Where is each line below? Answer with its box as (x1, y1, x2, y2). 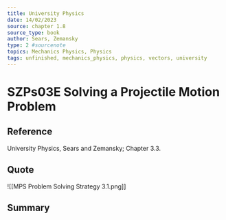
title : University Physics (7, 10, 84, 17)
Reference (7, 126, 53, 138)
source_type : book (7, 29, 60, 36)
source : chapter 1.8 (7, 23, 67, 29)
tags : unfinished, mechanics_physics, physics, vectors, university (7, 55, 207, 62)
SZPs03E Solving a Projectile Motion (7, 84, 220, 99)
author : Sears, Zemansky (7, 36, 78, 42)
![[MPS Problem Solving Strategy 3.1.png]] (7, 182, 126, 191)
